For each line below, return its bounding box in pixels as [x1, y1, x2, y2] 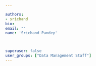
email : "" [5, 26, 26, 31]
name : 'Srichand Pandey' [5, 31, 58, 36]
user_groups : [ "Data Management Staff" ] [5, 53, 92, 58]
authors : [5, 12, 24, 17]
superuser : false [5, 48, 42, 53]
